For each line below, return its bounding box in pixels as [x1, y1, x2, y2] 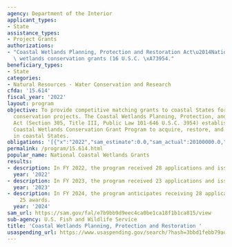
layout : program [7, 100, 54, 107]
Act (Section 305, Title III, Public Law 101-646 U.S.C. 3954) [13, 119, 199, 127]
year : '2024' [13, 203, 51, 210]
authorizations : [7, 42, 54, 49]
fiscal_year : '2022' [7, 94, 67, 101]
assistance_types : [7, 29, 60, 37]
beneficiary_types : [7, 62, 64, 68]
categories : [7, 74, 41, 82]
